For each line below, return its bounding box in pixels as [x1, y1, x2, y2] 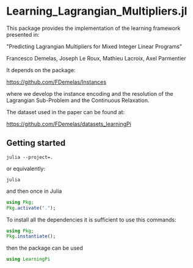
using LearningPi [6, 256, 51, 263]
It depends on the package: [6, 66, 76, 74]
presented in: [6, 31, 40, 38]
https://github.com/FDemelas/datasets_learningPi [6, 120, 131, 128]
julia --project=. [6, 154, 53, 160]
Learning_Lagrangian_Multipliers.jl [6, 4, 188, 18]
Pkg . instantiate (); [6, 233, 56, 239]
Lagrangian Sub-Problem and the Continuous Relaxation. [6, 96, 150, 104]
